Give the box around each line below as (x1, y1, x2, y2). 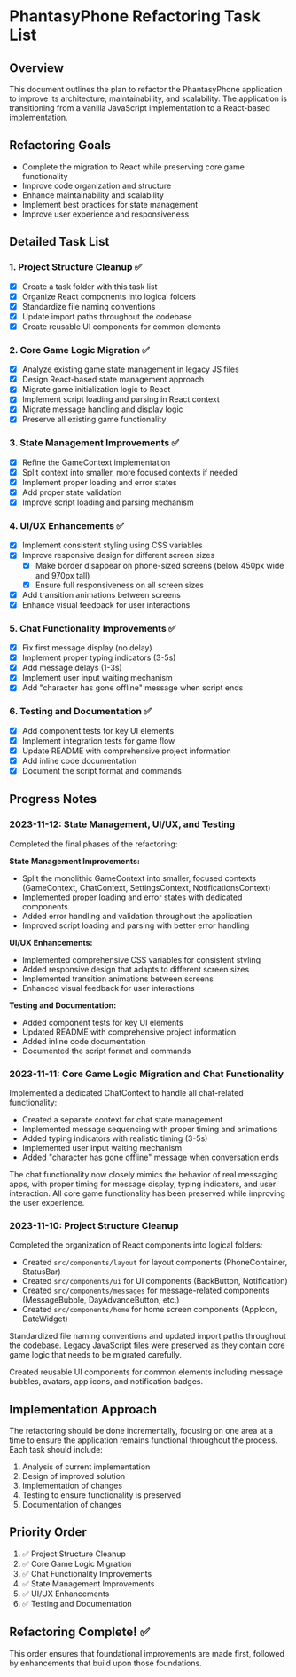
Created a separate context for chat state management (21, 1114, 223, 1124)
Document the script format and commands (21, 765, 182, 776)
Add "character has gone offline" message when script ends (21, 682, 244, 693)
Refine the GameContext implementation (21, 457, 171, 468)
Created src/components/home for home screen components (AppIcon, (21, 1304, 277, 1315)
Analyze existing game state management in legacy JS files (21, 364, 239, 374)
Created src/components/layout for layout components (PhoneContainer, (21, 1257, 288, 1268)
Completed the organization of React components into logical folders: (9, 1240, 263, 1250)
